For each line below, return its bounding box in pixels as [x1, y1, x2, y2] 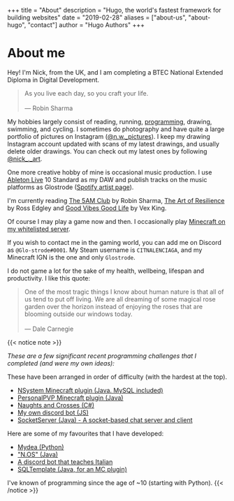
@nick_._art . [7, 154, 43, 163]
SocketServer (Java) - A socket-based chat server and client [17, 415, 193, 424]
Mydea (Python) [17, 442, 64, 451]
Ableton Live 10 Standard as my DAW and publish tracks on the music [7, 175, 207, 184]
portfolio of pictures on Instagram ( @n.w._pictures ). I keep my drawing [7, 132, 211, 140]
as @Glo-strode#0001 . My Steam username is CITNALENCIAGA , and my [7, 246, 203, 254]
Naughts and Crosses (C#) [17, 401, 94, 409]
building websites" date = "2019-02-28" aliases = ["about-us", [7, 13, 187, 22]
